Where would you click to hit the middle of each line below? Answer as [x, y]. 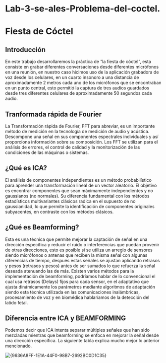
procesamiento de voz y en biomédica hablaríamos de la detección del [77, 297]
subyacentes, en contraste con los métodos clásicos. [59, 212]
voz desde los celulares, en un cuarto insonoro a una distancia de [72, 77]
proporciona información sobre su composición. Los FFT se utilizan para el [82, 142]
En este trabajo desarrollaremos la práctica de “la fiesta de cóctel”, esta [78, 62]
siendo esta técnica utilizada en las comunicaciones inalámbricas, [73, 292]
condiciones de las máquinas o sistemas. [47, 152]
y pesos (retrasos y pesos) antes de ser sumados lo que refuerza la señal [80, 266]
